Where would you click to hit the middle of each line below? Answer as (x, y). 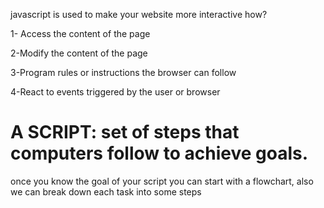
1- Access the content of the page (80, 33)
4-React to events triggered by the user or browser (115, 92)
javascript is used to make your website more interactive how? (139, 14)
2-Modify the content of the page (79, 53)
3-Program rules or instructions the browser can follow (123, 72)
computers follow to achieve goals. (159, 153)
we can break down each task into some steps (106, 191)
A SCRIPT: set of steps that (125, 132)
